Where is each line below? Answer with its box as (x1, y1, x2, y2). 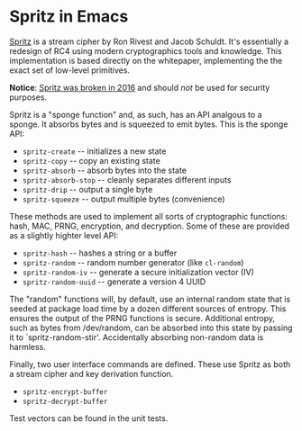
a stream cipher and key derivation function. (9, 368, 174, 379)
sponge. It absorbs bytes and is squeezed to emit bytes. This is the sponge (9, 119, 288, 130)
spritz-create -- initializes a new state (22, 146, 167, 157)
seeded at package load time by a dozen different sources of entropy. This (9, 303, 287, 314)
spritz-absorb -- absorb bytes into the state (22, 165, 188, 175)
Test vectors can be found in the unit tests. (9, 412, 169, 424)
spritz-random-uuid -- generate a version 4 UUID (22, 276, 206, 287)
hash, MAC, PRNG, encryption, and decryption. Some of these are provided (9, 220, 290, 231)
